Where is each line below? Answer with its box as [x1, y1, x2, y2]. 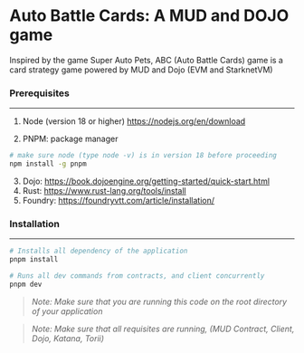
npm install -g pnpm [9, 159, 88, 168]
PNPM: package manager [22, 133, 119, 145]
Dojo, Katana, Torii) [31, 332, 105, 344]
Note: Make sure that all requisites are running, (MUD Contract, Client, [31, 323, 295, 334]
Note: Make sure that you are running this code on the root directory [31, 296, 288, 307]
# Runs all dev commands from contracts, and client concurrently [9, 272, 265, 281]
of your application [31, 305, 103, 317]
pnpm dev [9, 280, 43, 289]
